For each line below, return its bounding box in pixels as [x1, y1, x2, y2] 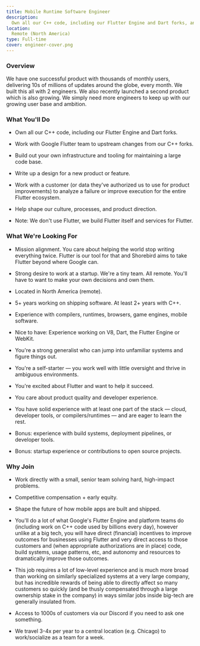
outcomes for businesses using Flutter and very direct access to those [14, 536, 188, 543]
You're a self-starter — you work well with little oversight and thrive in [14, 364, 186, 371]
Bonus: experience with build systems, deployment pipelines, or [14, 430, 172, 437]
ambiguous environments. [14, 371, 79, 378]
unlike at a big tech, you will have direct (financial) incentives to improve [14, 530, 192, 537]
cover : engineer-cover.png [6, 42, 73, 48]
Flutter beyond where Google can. [14, 258, 99, 265]
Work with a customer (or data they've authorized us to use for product [14, 181, 190, 188]
